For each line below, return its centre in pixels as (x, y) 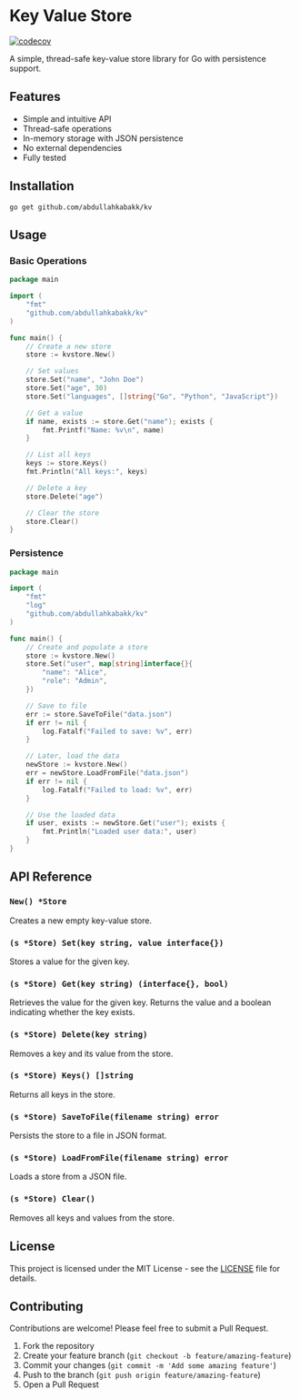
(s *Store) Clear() (52, 1199)
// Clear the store (63, 513)
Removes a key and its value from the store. (91, 1053)
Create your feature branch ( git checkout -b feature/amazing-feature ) (157, 1355)
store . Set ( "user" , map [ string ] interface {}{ (110, 664)
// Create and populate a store (87, 647)
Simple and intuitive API (67, 118)
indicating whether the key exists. (72, 1012)
